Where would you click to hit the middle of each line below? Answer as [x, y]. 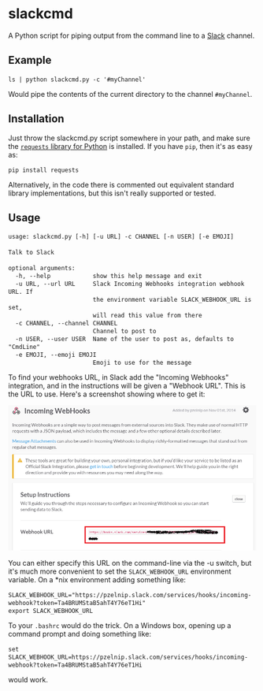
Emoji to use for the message [142, 363]
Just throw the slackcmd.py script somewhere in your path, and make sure [129, 138]
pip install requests [44, 170]
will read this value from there [147, 316]
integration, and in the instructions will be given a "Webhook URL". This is [127, 386]
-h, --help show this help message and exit [109, 277]
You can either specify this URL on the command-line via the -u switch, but [130, 563]
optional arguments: [42, 269]
